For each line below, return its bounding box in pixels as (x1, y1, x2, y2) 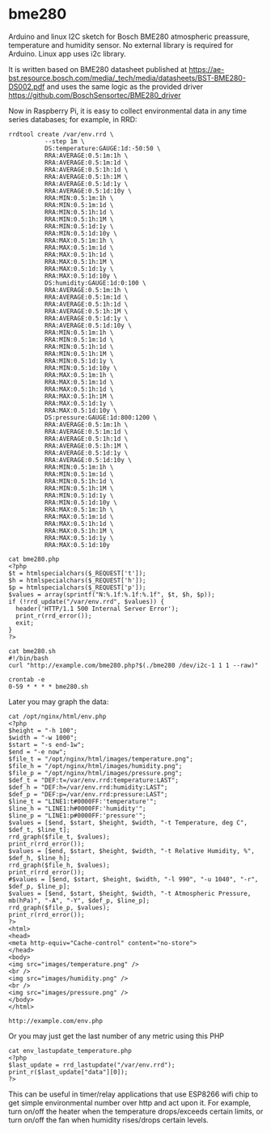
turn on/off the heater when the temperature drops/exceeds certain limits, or (8, 1106, 264, 1116)
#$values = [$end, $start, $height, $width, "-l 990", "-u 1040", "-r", (8, 875, 259, 883)
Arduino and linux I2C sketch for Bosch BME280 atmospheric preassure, (8, 32, 251, 41)
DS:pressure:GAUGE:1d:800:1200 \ (44, 414, 158, 422)
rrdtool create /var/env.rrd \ (8, 130, 114, 138)
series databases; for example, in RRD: (8, 114, 138, 124)
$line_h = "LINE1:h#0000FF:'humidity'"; (8, 804, 147, 813)
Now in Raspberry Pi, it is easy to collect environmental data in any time (8, 106, 248, 116)
